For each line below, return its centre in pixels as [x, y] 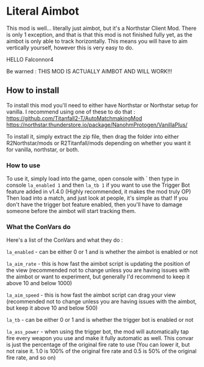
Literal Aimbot [43, 11]
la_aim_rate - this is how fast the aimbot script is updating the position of [98, 264]
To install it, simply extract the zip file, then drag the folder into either [93, 136]
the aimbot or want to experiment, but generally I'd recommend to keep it [98, 277]
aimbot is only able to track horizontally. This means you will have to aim [97, 41]
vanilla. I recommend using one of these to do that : [71, 112]
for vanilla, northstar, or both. [43, 149]
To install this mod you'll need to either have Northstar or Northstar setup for [102, 105]
